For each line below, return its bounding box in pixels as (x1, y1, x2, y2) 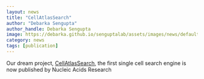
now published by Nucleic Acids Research (6, 66, 112, 73)
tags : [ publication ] (6, 43, 59, 49)
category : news (6, 37, 45, 43)
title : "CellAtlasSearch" (6, 15, 72, 21)
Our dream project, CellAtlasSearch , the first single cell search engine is (6, 59, 186, 67)
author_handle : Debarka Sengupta (6, 26, 91, 32)
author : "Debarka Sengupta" (6, 20, 78, 26)
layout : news (6, 9, 39, 15)
